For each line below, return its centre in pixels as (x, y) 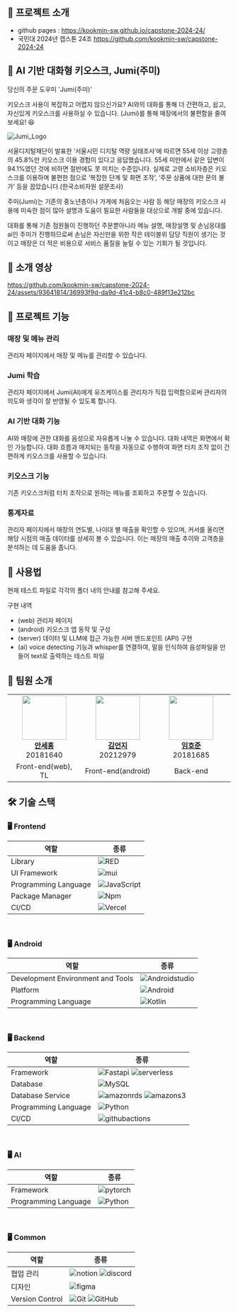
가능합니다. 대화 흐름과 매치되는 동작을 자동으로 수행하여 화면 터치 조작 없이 (119, 447)
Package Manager (41, 896)
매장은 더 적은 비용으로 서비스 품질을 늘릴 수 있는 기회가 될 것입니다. (114, 243)
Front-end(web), (44, 766)
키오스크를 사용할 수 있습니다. (67, 455)
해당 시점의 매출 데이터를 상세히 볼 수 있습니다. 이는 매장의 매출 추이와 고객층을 (116, 538)
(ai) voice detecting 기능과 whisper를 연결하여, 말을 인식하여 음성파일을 (118, 647)
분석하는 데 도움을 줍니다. (42, 548)
